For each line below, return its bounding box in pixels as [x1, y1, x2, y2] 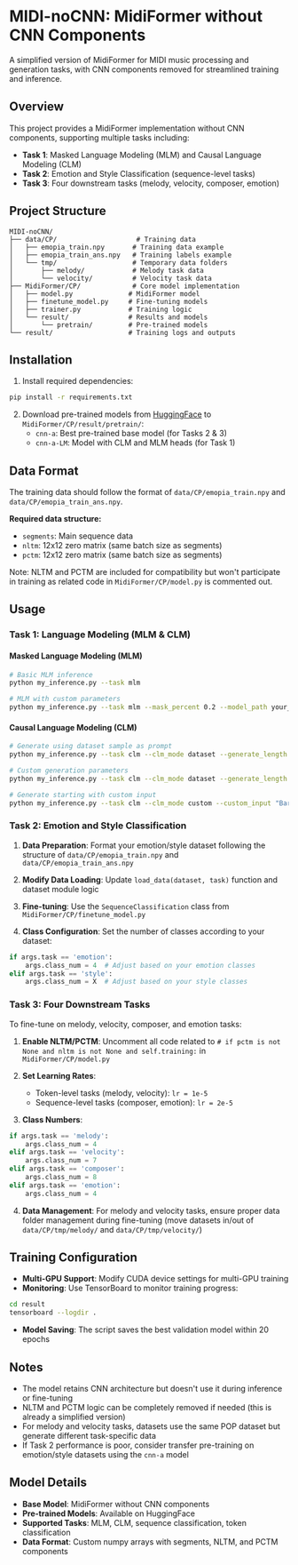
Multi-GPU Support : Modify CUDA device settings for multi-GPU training [21, 1274, 289, 1284]
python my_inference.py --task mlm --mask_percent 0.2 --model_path [9, 703, 268, 712]
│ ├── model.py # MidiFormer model [9, 289, 200, 299]
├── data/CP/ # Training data [9, 235, 197, 244]
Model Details [9, 1475, 87, 1490]
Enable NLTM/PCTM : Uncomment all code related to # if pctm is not [21, 1035, 281, 1046]
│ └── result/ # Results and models [9, 313, 208, 322]
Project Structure [9, 204, 106, 219]
